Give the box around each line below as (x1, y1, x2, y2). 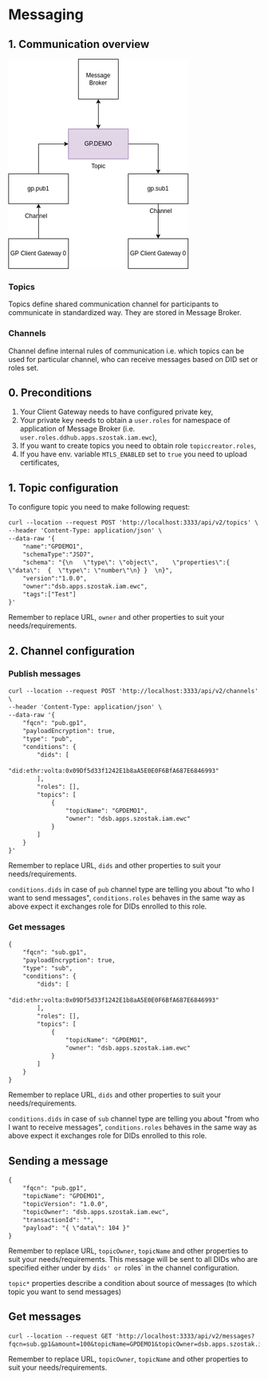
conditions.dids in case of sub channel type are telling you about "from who (8, 1114, 259, 1124)
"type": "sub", (22, 964, 73, 972)
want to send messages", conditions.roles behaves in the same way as (8, 893, 246, 902)
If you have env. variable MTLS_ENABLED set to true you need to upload (19, 449, 247, 459)
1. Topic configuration (8, 481, 119, 495)
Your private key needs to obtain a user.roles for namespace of (19, 416, 231, 425)
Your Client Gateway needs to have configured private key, (19, 407, 214, 416)
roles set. (8, 363, 39, 373)
